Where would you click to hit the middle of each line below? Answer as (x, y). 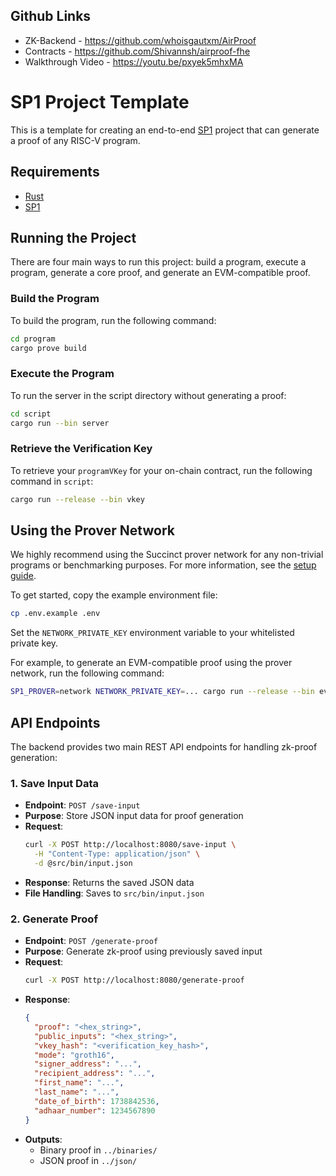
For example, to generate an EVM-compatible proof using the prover (151, 663)
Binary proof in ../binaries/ (98, 1150)
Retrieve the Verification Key (81, 449)
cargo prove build (48, 348)
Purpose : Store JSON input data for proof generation (134, 816)
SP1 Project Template (100, 102)
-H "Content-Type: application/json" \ (117, 854)
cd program (33, 339)
